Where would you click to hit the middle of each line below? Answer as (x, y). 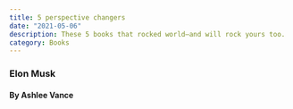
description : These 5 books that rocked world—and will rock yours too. (147, 34)
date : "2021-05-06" (46, 26)
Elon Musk (33, 74)
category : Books (39, 42)
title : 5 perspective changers (67, 17)
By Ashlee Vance (42, 95)
